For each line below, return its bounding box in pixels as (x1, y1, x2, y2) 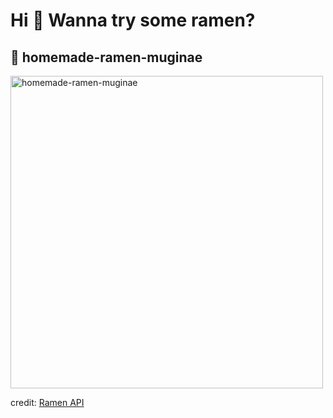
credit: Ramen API (10, 397, 85, 408)
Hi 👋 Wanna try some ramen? (10, 9, 256, 32)
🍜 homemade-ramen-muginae (10, 49, 203, 66)
